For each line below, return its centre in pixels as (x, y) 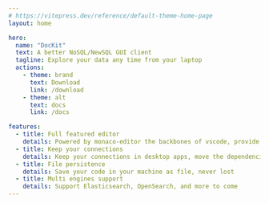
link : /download (56, 90)
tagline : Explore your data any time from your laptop (109, 60)
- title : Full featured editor (68, 134)
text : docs (48, 105)
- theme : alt (44, 97)
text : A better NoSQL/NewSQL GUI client (84, 53)
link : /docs (49, 112)
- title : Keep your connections (70, 149)
